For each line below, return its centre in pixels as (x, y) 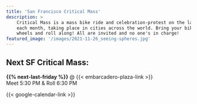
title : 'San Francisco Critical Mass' (53, 11)
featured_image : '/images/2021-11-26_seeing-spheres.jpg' (78, 39)
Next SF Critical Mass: (47, 63)
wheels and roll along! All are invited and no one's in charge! (98, 33)
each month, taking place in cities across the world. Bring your (99, 28)
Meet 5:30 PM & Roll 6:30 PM (42, 83)
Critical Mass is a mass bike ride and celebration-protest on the (101, 22)
